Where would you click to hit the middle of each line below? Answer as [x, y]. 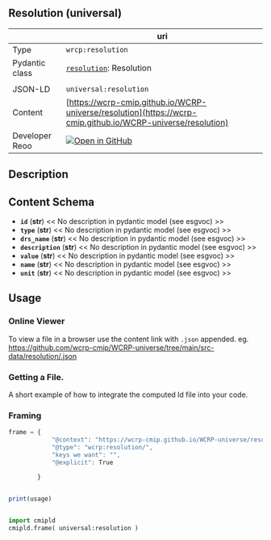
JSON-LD [31, 89]
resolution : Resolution [108, 68]
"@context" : [71, 440]
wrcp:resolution [97, 49]
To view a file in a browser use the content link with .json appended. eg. [129, 339]
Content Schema [52, 202]
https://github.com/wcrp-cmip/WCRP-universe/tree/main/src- [111, 348]
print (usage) [30, 499]
